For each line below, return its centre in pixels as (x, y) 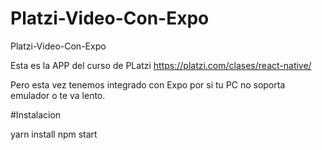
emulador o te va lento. (58, 95)
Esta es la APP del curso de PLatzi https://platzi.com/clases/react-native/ (161, 65)
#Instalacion (36, 114)
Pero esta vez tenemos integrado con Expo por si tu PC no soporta (148, 84)
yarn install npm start (54, 134)
